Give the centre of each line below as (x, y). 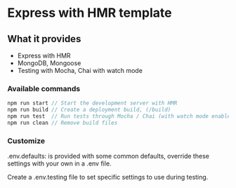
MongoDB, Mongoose (49, 63)
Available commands (44, 88)
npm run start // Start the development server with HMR (92, 103)
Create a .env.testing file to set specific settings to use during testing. (108, 177)
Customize (26, 140)
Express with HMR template (90, 13)
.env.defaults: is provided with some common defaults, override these (108, 156)
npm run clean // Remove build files (63, 123)
